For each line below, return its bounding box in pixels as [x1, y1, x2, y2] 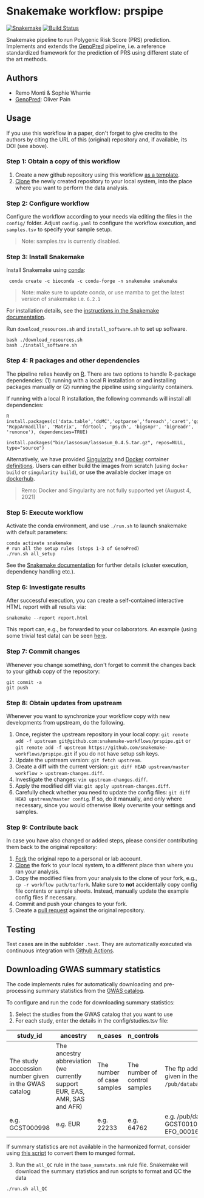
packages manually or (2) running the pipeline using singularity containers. [6, 383, 194, 390]
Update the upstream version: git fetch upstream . [15, 756, 142, 763]
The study [9, 1057, 38, 1065]
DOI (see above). [6, 142, 49, 149]
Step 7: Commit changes [6, 648, 80, 656]
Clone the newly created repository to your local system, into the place [15, 177, 192, 184]
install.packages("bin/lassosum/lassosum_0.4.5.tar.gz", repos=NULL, [6, 439, 186, 445]
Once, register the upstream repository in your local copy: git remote [15, 730, 189, 738]
